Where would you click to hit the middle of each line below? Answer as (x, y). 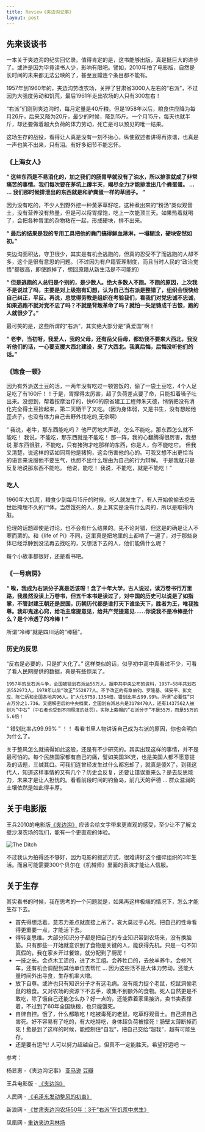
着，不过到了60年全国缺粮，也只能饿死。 (67, 1007)
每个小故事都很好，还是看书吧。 (46, 556)
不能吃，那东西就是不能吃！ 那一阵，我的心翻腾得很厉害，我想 (118, 437)
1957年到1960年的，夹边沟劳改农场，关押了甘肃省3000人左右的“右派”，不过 (102, 88)
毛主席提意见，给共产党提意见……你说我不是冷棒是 (124, 611)
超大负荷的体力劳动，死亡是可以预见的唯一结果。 (105, 124)
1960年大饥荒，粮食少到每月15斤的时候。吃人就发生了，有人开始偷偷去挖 (98, 500)
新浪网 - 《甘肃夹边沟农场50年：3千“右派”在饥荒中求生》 (78, 1110)
